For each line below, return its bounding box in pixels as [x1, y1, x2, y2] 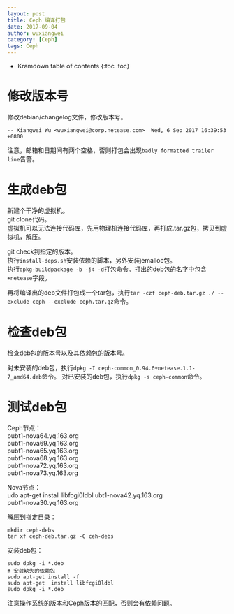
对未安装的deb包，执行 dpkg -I [7, 363, 96, 372]
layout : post [7, 10, 45, 17]
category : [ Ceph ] [7, 36, 58, 43]
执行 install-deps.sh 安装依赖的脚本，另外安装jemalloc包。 [7, 256, 177, 264]
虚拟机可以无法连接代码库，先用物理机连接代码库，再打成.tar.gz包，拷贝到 [7, 224, 221, 232]
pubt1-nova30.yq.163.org [7, 498, 79, 506]
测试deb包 [7, 400, 67, 415]
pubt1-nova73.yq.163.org [7, 469, 78, 477]
